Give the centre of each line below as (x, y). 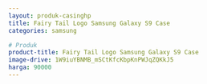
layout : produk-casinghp (50, 16)
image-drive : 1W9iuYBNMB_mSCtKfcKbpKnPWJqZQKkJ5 (91, 60)
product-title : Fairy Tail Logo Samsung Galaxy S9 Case (103, 53)
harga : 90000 (30, 68)
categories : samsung (43, 30)
